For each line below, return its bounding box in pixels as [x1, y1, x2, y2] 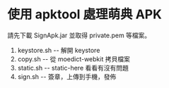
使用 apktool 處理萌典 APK [7, 6, 163, 23]
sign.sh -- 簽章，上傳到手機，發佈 [17, 72, 117, 81]
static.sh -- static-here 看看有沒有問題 [17, 63, 129, 72]
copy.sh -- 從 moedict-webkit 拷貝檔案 [17, 54, 131, 63]
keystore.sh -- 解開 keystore [17, 46, 100, 54]
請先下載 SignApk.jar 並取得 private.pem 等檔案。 [7, 31, 151, 39]
